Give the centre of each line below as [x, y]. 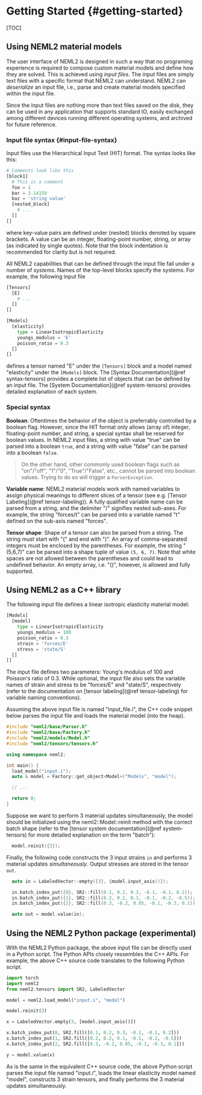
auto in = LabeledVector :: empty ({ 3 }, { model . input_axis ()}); [90, 881]
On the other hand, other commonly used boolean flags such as [100, 464]
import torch [23, 978]
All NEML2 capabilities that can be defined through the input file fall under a [100, 263]
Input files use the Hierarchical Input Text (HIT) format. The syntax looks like [101, 153]
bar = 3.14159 [29, 193]
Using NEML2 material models [64, 47]
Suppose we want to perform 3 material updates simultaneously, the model [99, 816]
